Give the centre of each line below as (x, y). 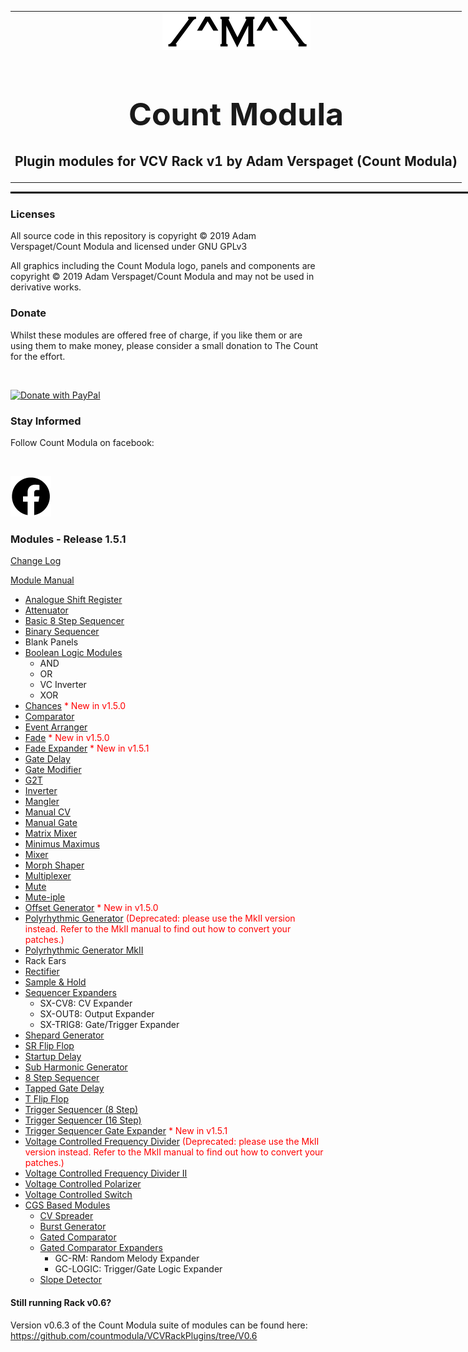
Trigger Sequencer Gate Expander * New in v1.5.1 (126, 1131)
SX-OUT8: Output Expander (97, 1014)
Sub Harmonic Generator (76, 1067)
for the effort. (38, 356)
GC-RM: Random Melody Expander (127, 1258)
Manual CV (47, 812)
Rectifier (42, 972)
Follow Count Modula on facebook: (82, 443)
